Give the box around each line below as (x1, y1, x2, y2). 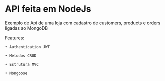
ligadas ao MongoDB (5, 25, 48, 31)
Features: (5, 35, 25, 41)
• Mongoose (5, 71, 28, 76)
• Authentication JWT (5, 44, 50, 49)
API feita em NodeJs (5, 3, 91, 15)
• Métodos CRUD (5, 53, 37, 58)
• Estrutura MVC (5, 62, 39, 67)
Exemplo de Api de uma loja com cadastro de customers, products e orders (5, 20, 161, 26)
